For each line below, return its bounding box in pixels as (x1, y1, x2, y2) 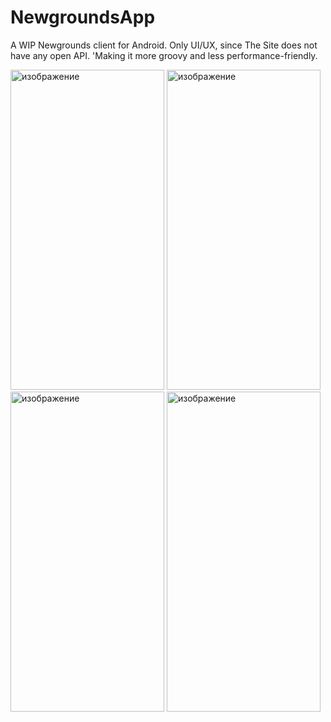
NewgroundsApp (10, 6, 156, 29)
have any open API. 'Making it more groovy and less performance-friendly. (10, 49, 318, 61)
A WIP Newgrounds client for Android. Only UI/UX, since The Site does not (10, 39, 318, 51)
